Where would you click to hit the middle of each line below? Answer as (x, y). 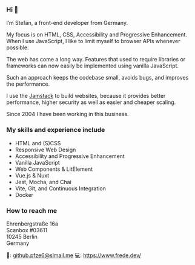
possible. (18, 47)
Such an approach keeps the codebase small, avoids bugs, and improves (97, 78)
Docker (24, 194)
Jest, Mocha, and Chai (43, 182)
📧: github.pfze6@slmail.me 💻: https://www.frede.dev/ (74, 255)
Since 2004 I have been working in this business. (68, 114)
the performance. (28, 84)
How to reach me (32, 210)
